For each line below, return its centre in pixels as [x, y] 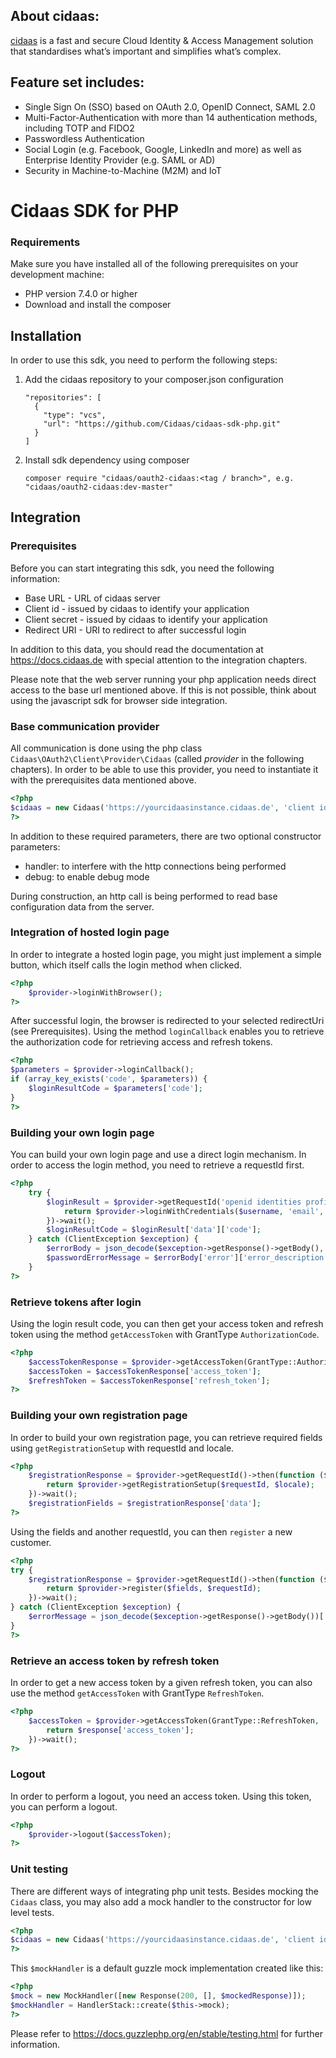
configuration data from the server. [82, 906]
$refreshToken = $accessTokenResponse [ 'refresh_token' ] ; [149, 1380]
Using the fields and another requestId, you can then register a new [151, 1531]
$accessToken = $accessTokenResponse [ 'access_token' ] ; [145, 1371]
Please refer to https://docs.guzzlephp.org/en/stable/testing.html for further [166, 2033]
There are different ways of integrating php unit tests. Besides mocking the [165, 1891]
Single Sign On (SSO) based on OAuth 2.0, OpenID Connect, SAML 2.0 [170, 106]
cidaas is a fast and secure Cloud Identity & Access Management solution [162, 40]
